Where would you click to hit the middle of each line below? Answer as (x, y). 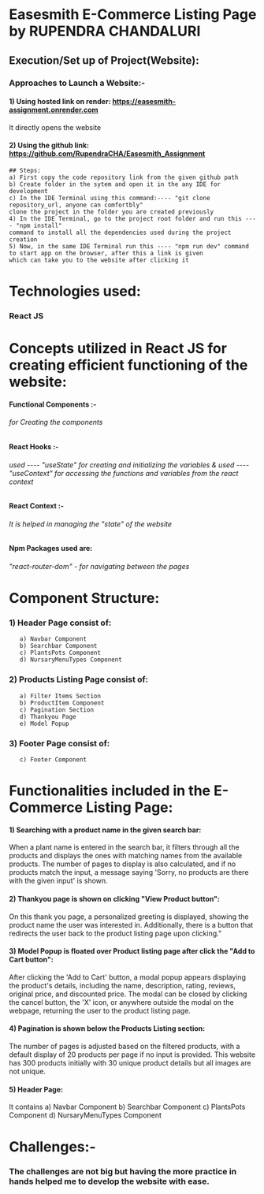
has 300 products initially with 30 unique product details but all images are (130, 1063)
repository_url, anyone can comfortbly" (76, 205)
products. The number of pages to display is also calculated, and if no (123, 864)
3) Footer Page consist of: (59, 743)
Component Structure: (84, 599)
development (28, 191)
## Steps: (25, 170)
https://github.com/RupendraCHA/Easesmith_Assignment (107, 154)
